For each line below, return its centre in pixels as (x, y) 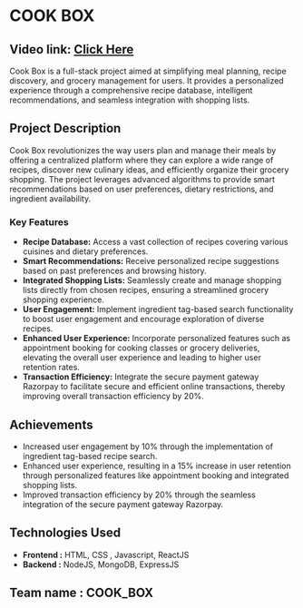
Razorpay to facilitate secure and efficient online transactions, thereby (154, 387)
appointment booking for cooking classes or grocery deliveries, (141, 348)
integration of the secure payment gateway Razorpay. (123, 504)
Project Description (65, 128)
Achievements (51, 424)
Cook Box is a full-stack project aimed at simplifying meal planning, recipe (148, 71)
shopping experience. (63, 299)
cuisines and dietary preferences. (85, 251)
